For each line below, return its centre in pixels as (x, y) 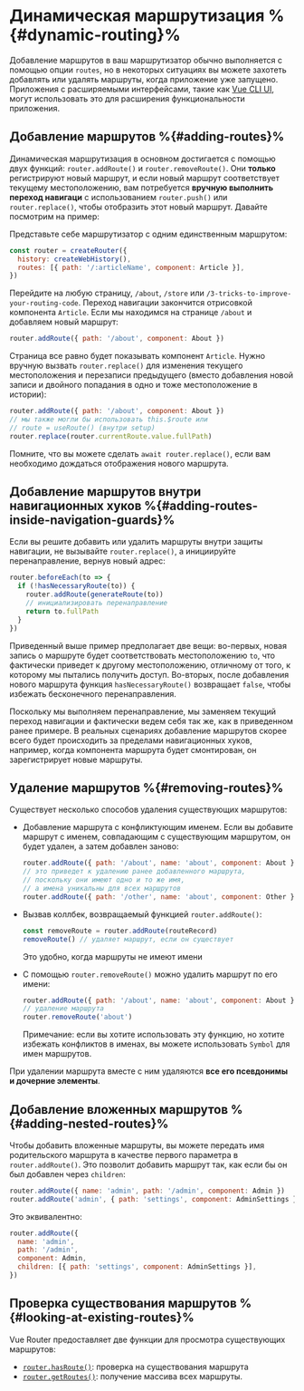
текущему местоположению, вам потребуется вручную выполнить (142, 188)
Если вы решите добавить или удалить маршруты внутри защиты (136, 542)
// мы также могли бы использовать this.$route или (109, 420)
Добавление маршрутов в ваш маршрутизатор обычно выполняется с (146, 60)
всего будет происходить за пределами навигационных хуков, (131, 740)
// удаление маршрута (63, 1009)
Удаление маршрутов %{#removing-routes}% (147, 788)
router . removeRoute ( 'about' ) (77, 1017)
